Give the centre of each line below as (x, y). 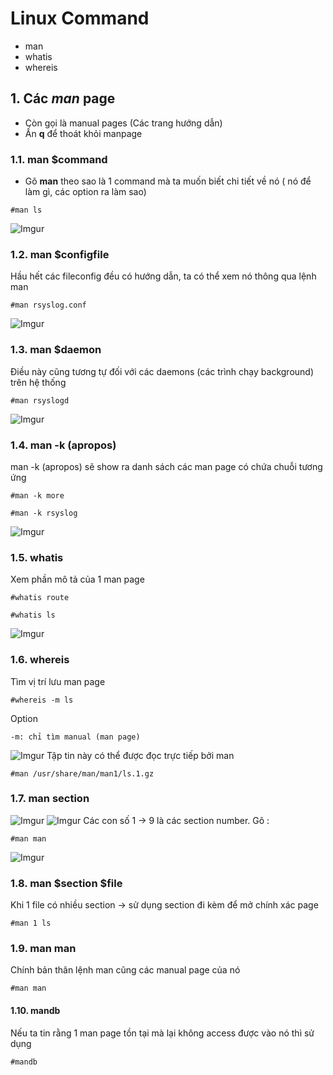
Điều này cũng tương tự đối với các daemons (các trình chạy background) (162, 371)
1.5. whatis (37, 557)
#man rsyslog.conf (48, 305)
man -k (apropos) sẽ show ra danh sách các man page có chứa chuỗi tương (166, 466)
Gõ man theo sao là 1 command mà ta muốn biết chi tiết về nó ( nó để (168, 181)
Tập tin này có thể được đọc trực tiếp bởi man (140, 755)
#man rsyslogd (40, 400)
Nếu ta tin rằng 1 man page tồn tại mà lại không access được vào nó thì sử (162, 1033)
